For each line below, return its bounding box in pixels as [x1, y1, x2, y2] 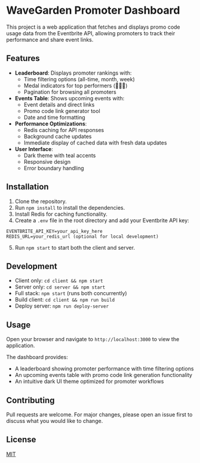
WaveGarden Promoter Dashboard [6, 4, 180, 17]
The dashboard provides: [6, 354, 69, 361]
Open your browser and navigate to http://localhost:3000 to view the [6, 336, 180, 343]
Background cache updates [23, 133, 92, 140]
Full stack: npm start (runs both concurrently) [14, 290, 127, 297]
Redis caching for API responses [23, 126, 104, 133]
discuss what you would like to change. [6, 418, 103, 424]
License [6, 434, 36, 445]
